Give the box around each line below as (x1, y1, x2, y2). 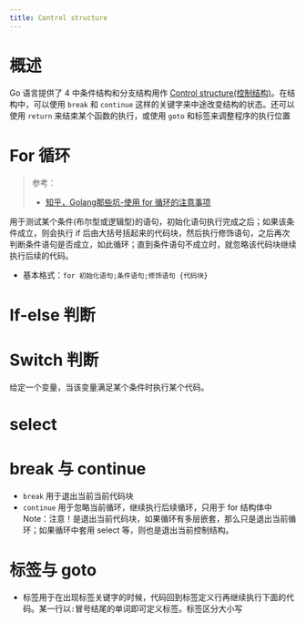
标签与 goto (9, 559, 97, 580)
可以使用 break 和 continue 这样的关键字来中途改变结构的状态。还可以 (33, 98, 295, 109)
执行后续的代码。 (9, 250, 74, 260)
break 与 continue (9, 459, 147, 479)
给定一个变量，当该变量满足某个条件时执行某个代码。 (9, 382, 209, 393)
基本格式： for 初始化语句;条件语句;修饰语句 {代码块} (22, 270, 209, 280)
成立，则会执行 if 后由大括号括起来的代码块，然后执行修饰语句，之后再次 (16, 227, 291, 238)
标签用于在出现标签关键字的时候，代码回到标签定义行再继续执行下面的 (22, 591, 287, 602)
